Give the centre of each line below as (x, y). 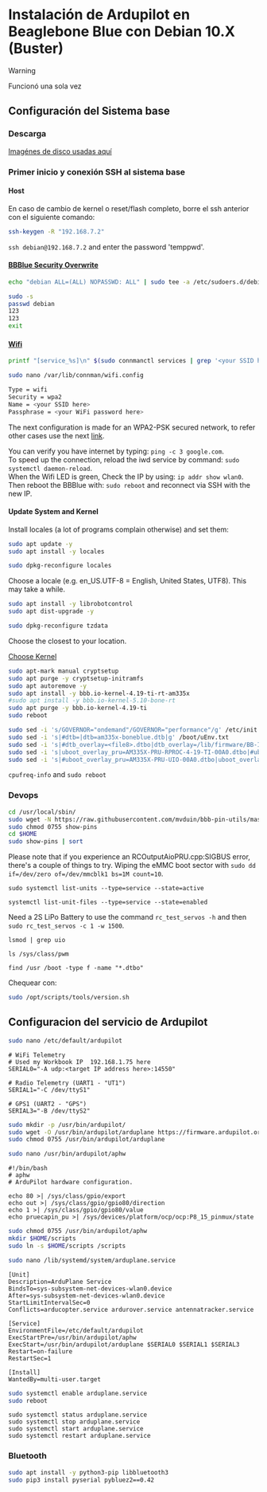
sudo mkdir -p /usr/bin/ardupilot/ (67, 1125)
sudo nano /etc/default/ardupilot (66, 1040)
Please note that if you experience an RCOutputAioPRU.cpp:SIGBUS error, (129, 857)
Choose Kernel (33, 656)
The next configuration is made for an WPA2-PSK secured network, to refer (132, 427)
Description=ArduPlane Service (60, 1282)
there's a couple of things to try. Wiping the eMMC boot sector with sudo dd (132, 866)
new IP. (20, 493)
